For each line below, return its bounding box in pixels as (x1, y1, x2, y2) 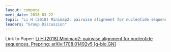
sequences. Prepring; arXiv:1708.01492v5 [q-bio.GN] (5, 41, 116, 47)
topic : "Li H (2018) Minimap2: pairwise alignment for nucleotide (5, 17, 149, 22)
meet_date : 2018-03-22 (5, 12, 53, 17)
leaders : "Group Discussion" (5, 21, 67, 27)
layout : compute (5, 7, 40, 13)
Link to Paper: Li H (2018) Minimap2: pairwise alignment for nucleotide (5, 36, 153, 42)
